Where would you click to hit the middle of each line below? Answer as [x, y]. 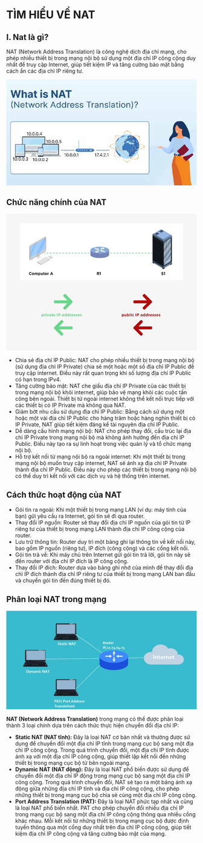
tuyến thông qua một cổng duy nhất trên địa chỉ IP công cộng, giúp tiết [103, 827]
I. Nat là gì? [27, 37]
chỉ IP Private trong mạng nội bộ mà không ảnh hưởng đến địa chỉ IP [100, 437]
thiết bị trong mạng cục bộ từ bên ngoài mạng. [73, 763]
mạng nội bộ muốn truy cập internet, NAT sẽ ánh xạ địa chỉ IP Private [101, 463]
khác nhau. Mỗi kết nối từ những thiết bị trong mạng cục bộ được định [102, 821]
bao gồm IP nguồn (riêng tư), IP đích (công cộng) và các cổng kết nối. [102, 548]
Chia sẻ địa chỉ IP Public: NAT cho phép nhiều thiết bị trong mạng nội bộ [105, 360]
